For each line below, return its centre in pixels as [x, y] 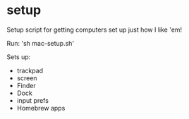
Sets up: [19, 57]
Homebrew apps [41, 108]
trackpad [30, 70]
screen [27, 78]
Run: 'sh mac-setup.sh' [41, 43]
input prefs [32, 100]
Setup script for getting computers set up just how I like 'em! [94, 30]
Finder [26, 85]
